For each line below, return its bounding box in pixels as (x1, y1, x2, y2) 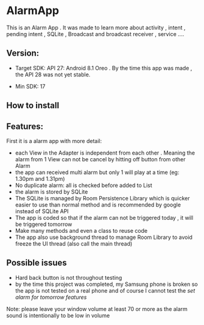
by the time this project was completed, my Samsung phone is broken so (15, 280, 198, 288)
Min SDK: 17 (15, 82, 46, 90)
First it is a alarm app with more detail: (6, 137, 102, 144)
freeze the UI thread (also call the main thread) (15, 239, 133, 247)
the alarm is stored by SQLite (15, 188, 88, 195)
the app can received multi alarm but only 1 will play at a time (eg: (15, 169, 180, 176)
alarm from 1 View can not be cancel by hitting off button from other (15, 155, 186, 162)
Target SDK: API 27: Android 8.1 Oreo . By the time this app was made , (15, 64, 192, 71)
